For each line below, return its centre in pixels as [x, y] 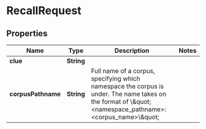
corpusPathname [35, 94]
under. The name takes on [129, 94]
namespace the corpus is [128, 86]
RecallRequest [44, 11]
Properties [27, 33]
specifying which [116, 79]
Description [132, 51]
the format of [110, 102]
